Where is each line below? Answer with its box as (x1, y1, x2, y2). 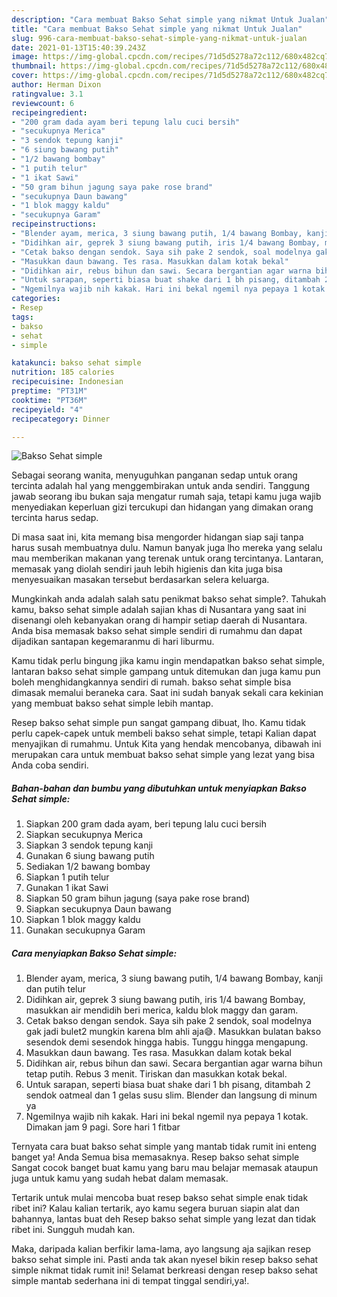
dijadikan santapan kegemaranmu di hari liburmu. (11, 636, 215, 648)
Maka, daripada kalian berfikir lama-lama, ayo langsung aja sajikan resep (11, 1243, 312, 1255)
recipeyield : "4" (11, 404, 84, 415)
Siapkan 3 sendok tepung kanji (25, 839, 154, 851)
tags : (11, 312, 34, 322)
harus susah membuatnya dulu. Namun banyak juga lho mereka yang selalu (11, 542, 323, 554)
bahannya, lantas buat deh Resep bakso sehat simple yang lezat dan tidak (11, 1213, 317, 1225)
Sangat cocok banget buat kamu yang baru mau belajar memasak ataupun (11, 1162, 319, 1174)
